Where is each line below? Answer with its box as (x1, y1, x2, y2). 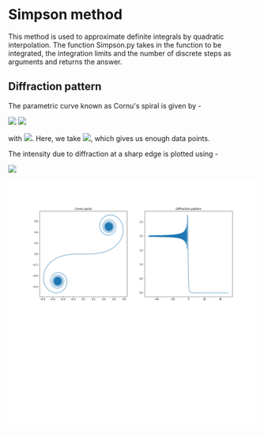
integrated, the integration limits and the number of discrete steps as (8, 48, 232, 58)
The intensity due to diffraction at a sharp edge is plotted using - (8, 149, 219, 158)
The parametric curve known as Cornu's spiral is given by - (8, 101, 202, 110)
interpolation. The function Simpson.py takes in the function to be (8, 40, 222, 49)
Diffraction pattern (8, 80, 102, 93)
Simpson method (8, 6, 123, 24)
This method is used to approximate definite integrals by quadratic (8, 32, 224, 41)
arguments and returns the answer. (8, 57, 123, 66)
